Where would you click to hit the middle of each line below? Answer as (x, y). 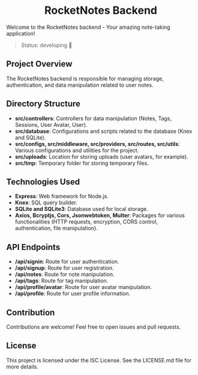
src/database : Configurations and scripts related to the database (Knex (103, 131)
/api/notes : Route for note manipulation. (65, 275)
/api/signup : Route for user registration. (64, 268)
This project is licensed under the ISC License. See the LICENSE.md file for (99, 360)
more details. (22, 367)
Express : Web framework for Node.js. (62, 197)
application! (21, 33)
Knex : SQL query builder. (46, 203)
